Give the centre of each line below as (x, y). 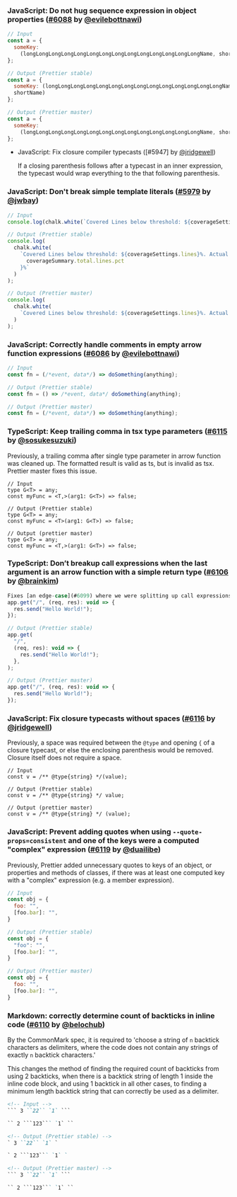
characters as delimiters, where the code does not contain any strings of (113, 1047)
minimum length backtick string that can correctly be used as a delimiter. (113, 1091)
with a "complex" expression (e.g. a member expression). (91, 880)
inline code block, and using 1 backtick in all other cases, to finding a (107, 1084)
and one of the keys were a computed (134, 841)
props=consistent (37, 841)
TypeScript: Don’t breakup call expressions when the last (108, 563)
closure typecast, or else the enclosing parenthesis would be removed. (110, 750)
